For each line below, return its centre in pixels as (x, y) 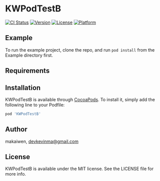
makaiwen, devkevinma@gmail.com (42, 141)
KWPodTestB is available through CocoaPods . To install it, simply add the (80, 99)
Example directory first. (29, 55)
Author (16, 129)
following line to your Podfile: (35, 105)
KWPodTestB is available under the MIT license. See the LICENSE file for (80, 169)
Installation (23, 88)
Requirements (27, 71)
